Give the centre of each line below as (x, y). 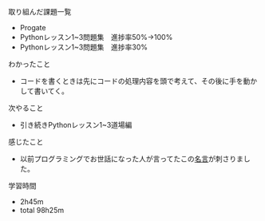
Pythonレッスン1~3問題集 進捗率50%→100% (96, 37)
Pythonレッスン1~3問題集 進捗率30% (84, 47)
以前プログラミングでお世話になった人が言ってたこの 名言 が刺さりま (132, 159)
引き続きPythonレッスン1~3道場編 (76, 125)
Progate (33, 28)
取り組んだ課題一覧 (40, 12)
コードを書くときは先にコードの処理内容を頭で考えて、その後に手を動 (135, 81)
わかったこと (29, 64)
